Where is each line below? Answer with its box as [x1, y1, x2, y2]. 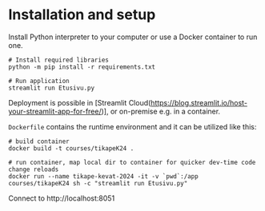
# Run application [8, 77, 70, 85]
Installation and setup [8, 6, 156, 24]
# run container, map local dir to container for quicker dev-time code [8, 158, 256, 166]
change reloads [8, 165, 59, 173]
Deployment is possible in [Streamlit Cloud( [8, 98, 151, 107]
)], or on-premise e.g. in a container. [101, 106, 221, 116]
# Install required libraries [8, 56, 110, 64]
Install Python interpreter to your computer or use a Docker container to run [8, 32, 258, 42]
